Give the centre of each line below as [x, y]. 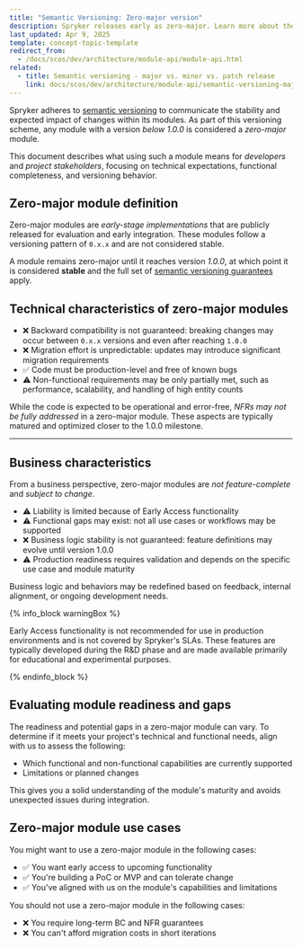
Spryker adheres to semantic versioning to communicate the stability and [145, 110]
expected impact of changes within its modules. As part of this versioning [146, 119]
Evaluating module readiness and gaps [120, 705]
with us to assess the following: [67, 746]
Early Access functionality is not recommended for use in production [137, 631]
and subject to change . [52, 494]
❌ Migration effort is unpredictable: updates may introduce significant [151, 350]
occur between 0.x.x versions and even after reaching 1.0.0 [134, 341]
